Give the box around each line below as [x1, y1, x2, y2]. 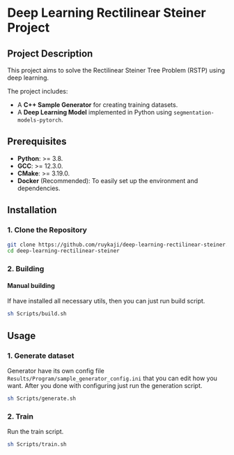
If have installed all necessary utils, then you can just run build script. [7, 297, 205, 305]
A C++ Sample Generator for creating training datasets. [17, 101, 178, 109]
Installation [7, 204, 57, 216]
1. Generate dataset [7, 351, 75, 361]
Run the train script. [7, 428, 64, 436]
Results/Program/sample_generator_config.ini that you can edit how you [7, 374, 218, 382]
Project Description [7, 48, 93, 59]
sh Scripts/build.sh [7, 310, 68, 317]
